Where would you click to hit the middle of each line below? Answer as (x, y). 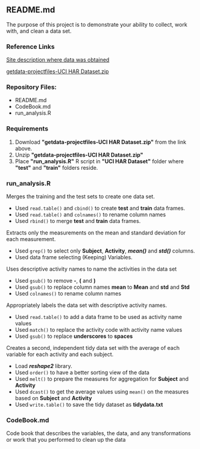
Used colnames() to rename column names (68, 293)
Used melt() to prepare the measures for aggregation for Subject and (102, 379)
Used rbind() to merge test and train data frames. (78, 221)
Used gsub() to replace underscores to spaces (74, 336)
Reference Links (31, 47)
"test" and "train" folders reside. (56, 167)
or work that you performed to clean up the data (66, 440)
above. (23, 148)
